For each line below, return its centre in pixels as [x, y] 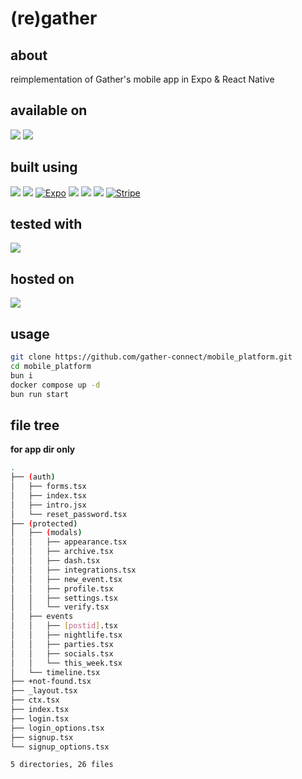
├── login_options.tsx [57, 728]
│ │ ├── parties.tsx [62, 644]
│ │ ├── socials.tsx [62, 653]
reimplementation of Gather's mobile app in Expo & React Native [142, 79]
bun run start [40, 394]
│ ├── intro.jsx [48, 505]
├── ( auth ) [33, 477]
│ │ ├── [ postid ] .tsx [64, 626]
